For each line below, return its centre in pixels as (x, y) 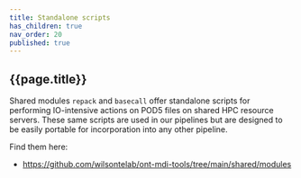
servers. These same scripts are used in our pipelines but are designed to (146, 120)
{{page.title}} (48, 79)
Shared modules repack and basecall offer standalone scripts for (130, 101)
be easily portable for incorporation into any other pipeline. (119, 129)
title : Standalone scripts (60, 18)
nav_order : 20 (36, 34)
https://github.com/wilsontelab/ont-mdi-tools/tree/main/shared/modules (157, 165)
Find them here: (39, 147)
